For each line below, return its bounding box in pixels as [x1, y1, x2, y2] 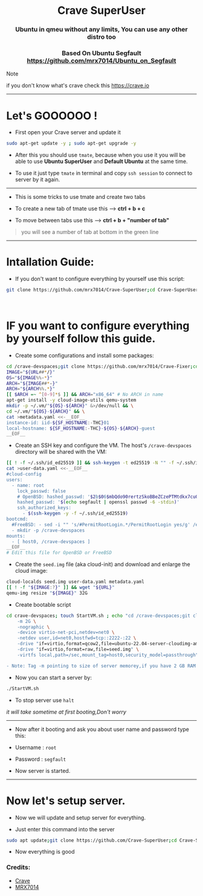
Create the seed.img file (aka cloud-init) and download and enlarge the [14, 561, 190, 568]
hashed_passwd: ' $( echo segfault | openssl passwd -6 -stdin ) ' [17, 499, 180, 505]
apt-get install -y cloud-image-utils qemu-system [6, 397, 137, 404]
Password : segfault [14, 755, 66, 762]
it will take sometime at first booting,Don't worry [6, 708, 127, 715]
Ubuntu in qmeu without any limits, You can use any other [14, 25, 188, 34]
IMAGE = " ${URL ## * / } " [6, 369, 56, 375]
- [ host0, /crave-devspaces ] [11, 538, 91, 544]
